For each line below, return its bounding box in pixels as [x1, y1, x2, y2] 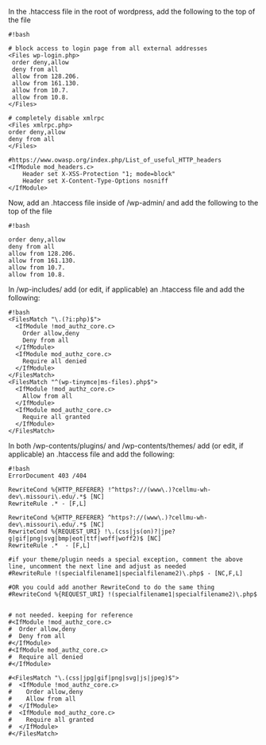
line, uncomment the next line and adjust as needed [8, 563, 187, 571]
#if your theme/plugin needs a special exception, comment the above [8, 555, 244, 563]
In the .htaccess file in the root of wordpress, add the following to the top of [8, 7, 256, 16]
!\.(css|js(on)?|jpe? [104, 527, 176, 535]
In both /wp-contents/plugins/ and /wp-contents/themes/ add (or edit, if [8, 441, 244, 450]
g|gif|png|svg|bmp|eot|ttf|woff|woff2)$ [8, 535, 145, 543]
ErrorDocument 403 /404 [8, 472, 87, 480]
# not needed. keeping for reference [8, 611, 133, 619]
